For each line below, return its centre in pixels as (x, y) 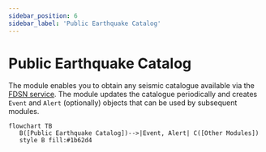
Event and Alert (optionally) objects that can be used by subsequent (123, 103)
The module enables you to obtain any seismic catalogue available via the (132, 86)
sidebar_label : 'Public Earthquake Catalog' (85, 23)
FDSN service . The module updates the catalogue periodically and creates (133, 95)
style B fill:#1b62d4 (56, 141)
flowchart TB (30, 126)
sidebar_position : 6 (43, 16)
